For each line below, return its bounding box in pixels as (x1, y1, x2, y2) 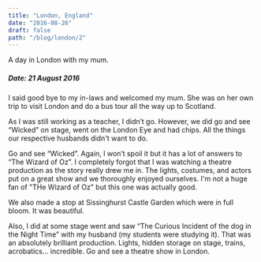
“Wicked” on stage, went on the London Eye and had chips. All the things (8, 125, 246, 135)
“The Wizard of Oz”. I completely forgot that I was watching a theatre (8, 157, 233, 167)
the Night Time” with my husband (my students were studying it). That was (8, 230, 252, 239)
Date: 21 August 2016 (8, 73, 80, 83)
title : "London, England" (8, 11, 93, 20)
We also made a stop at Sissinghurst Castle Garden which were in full (8, 198, 234, 208)
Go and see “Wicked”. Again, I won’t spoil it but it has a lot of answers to (8, 149, 243, 159)
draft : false (8, 26, 51, 34)
